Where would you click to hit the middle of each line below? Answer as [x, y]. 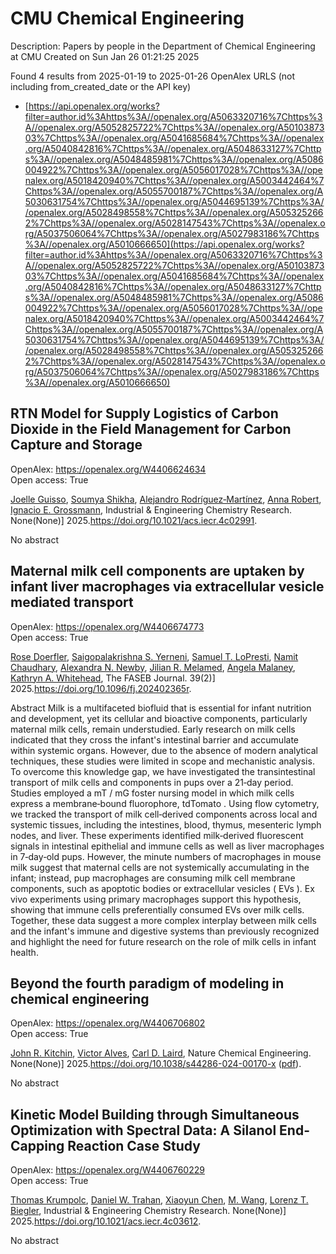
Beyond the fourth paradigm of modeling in [147, 983]
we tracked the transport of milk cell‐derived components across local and [164, 814]
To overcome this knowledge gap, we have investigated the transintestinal [163, 771]
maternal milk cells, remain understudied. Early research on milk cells [153, 729]
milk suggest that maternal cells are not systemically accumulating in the [160, 867]
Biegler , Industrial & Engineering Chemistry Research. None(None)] [148, 1211]
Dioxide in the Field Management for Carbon [151, 429]
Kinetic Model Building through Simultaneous [155, 1114]
